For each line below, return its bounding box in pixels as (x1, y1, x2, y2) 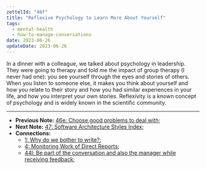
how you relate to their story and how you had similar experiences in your (6, 86, 192, 93)
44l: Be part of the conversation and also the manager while (24, 149, 177, 156)
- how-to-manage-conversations (12, 32, 92, 38)
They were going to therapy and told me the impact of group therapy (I (6, 66, 185, 73)
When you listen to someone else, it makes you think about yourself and (6, 79, 188, 86)
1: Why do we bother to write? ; (24, 136, 102, 143)
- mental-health (12, 26, 53, 32)
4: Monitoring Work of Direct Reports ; (24, 142, 120, 150)
